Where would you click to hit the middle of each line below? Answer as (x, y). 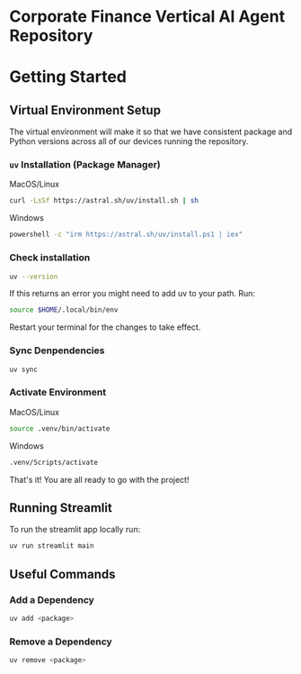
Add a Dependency (52, 599)
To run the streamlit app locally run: (75, 530)
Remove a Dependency (61, 642)
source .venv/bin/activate (60, 428)
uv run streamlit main (52, 546)
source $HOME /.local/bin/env (64, 310)
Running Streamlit (61, 508)
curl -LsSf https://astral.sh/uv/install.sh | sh (104, 201)
